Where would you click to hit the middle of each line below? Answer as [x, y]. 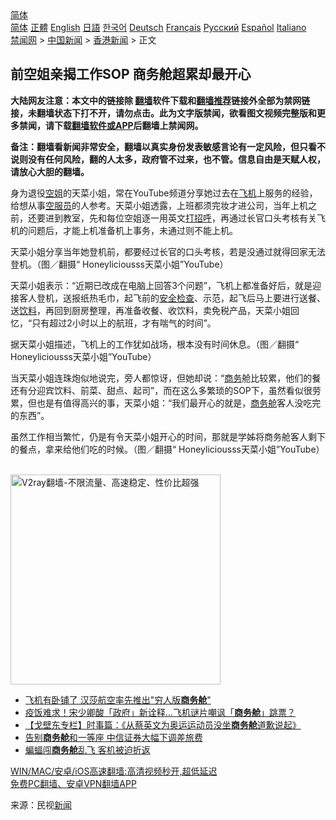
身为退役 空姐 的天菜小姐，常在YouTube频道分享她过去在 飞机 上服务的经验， [164, 193]
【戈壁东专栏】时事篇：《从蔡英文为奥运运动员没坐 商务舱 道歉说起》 [163, 724]
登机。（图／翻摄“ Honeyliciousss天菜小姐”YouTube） [119, 264]
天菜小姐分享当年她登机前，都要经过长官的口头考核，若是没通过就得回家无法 [168, 251]
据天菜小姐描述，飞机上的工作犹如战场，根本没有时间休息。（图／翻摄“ [155, 344]
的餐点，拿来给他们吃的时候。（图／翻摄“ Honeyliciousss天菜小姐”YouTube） [167, 449]
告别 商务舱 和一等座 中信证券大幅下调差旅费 [113, 737]
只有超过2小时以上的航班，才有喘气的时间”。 [124, 323]
